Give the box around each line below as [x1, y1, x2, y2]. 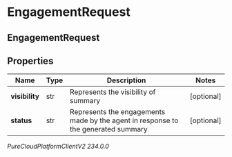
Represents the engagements [70, 107, 166, 117]
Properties [7, 55, 54, 66]
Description [106, 75, 146, 85]
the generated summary [70, 124, 148, 134]
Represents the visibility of [70, 87, 156, 97]
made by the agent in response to [70, 116, 179, 125]
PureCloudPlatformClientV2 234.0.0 [7, 142, 109, 151]
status [10, 116, 32, 125]
